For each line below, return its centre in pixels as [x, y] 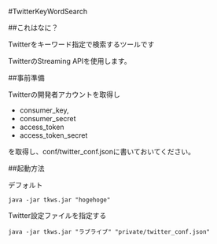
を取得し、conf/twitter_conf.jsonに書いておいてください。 [101, 152]
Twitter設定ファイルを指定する [57, 215]
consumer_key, [44, 110]
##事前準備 [26, 78]
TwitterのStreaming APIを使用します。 [70, 61]
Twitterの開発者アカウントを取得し [64, 94]
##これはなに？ [33, 28]
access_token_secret [53, 135]
